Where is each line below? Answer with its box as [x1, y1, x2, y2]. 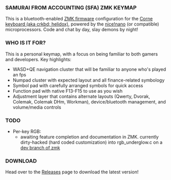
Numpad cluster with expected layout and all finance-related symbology [12, 77, 165, 83]
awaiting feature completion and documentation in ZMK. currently [20, 134, 159, 140]
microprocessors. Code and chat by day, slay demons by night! [5, 27, 138, 33]
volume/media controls [12, 104, 61, 110]
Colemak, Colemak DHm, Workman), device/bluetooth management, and [12, 98, 166, 105]
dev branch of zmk [20, 144, 60, 150]
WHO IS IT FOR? [5, 39, 46, 46]
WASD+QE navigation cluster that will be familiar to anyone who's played [12, 66, 166, 72]
